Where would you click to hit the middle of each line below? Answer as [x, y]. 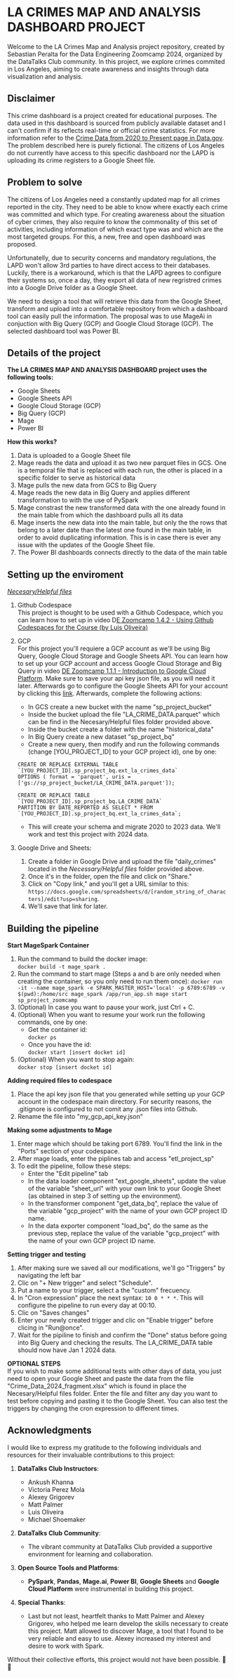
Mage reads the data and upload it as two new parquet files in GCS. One [122, 463]
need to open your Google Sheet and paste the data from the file [101, 1378]
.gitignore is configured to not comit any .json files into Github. [107, 1109]
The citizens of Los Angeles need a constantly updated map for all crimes [114, 199]
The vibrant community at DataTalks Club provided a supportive [120, 1547]
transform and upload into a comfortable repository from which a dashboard [117, 308]
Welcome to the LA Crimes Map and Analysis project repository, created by [116, 46]
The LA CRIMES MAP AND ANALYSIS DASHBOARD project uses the [107, 370]
